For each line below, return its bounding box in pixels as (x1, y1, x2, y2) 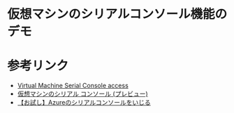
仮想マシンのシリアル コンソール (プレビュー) (17, 89, 148, 98)
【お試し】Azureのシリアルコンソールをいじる (17, 98, 152, 107)
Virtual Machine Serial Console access (17, 81, 129, 90)
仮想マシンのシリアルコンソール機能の (7, 6, 228, 22)
